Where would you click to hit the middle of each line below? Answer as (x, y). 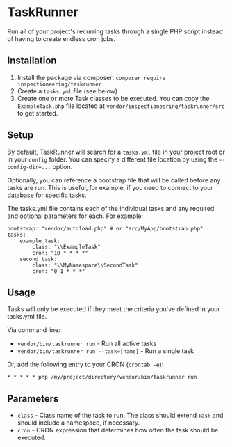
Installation (32, 61)
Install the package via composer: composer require (91, 77)
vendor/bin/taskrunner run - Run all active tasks (87, 344)
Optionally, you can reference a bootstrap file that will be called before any (114, 180)
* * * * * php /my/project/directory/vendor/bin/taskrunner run (102, 377)
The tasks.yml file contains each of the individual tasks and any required (111, 208)
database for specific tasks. (47, 195)
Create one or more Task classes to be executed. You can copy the (113, 98)
